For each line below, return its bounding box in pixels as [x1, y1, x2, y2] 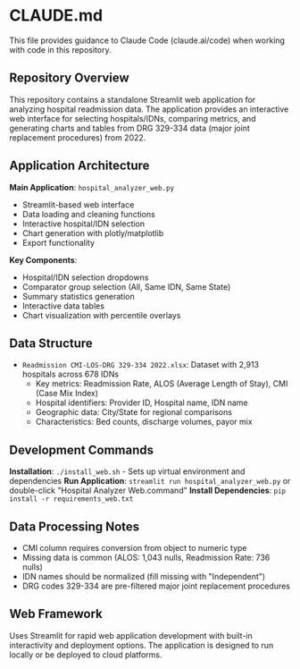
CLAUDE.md [9, 5, 104, 26]
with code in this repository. [9, 44, 112, 55]
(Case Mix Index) [35, 388, 99, 399]
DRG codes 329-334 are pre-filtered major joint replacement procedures [21, 580, 290, 591]
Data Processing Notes [9, 519, 140, 534]
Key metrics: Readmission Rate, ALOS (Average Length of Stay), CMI [35, 378, 288, 389]
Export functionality [21, 237, 96, 248]
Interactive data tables [21, 301, 105, 311]
